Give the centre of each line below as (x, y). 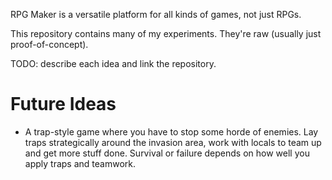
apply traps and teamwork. (80, 163)
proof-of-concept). (49, 44)
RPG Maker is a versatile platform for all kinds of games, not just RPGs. (156, 14)
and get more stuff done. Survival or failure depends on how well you (167, 153)
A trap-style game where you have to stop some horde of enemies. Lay (171, 131)
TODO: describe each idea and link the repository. (113, 63)
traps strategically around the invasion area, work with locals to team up (173, 142)
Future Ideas (63, 104)
